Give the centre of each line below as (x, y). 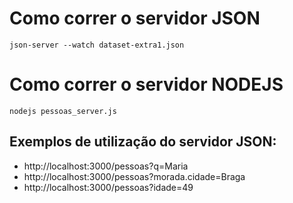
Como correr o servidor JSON (135, 18)
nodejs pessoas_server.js (63, 111)
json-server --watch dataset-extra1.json (97, 45)
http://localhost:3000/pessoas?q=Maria (106, 166)
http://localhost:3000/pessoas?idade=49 (108, 187)
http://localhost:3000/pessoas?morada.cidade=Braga (134, 176)
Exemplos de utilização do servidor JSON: (143, 142)
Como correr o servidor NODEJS (146, 84)
